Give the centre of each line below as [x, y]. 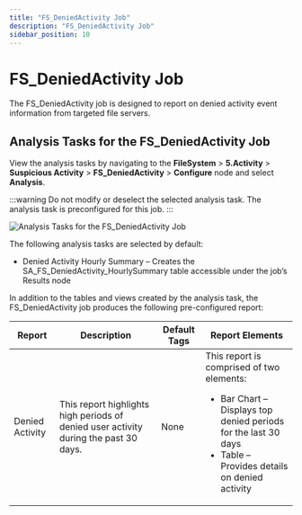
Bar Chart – [244, 399]
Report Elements [247, 335]
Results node [47, 280]
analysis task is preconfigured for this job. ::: [91, 209]
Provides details [254, 466]
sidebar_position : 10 [50, 34]
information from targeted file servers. [80, 113]
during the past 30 [98, 439]
